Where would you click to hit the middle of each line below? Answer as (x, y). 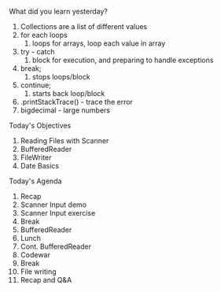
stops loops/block (61, 77)
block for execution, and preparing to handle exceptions (123, 60)
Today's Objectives (40, 126)
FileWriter (36, 157)
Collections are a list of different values (84, 26)
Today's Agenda (35, 181)
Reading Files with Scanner (64, 140)
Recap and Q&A (46, 280)
